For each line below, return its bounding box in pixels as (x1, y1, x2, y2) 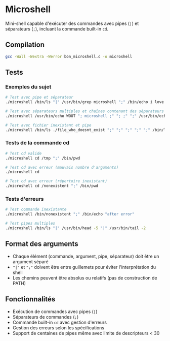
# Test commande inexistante (5, 207, 67, 212)
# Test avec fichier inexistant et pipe (5, 122, 92, 128)
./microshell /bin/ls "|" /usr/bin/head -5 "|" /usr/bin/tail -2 (5, 226, 146, 231)
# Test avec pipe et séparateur (5, 95, 73, 100)
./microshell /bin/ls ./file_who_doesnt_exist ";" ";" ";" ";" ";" (5, 127, 151, 133)
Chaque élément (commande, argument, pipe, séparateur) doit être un (12, 253, 159, 259)
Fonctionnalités (5, 295, 56, 303)
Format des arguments (5, 240, 78, 249)
